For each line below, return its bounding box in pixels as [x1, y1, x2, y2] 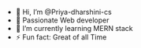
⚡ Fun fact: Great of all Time [15, 33, 107, 42]
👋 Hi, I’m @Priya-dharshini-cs [15, 8, 112, 16]
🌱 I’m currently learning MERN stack [15, 24, 133, 33]
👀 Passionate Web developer [15, 15, 109, 25]
